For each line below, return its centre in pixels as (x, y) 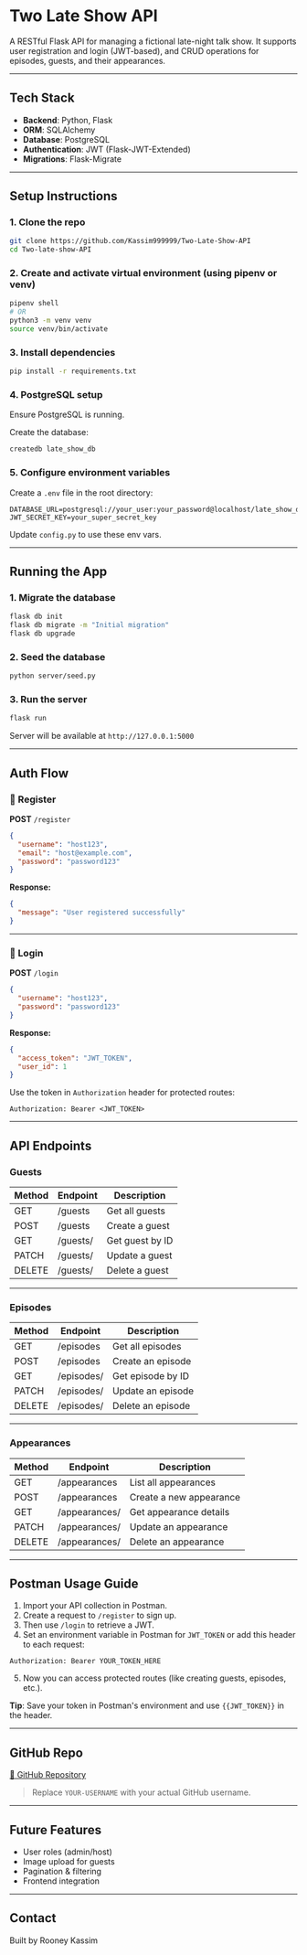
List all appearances (173, 1482)
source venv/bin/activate (58, 329)
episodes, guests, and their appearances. (88, 60)
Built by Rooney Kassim (54, 1940)
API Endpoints (51, 1145)
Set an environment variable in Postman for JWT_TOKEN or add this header (159, 1635)
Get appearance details (180, 1512)
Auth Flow (39, 773)
